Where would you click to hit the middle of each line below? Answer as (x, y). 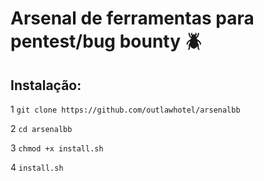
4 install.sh (37, 167)
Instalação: (46, 85)
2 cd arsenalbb (41, 128)
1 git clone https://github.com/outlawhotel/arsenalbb (125, 109)
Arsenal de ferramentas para (132, 18)
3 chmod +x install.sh (57, 148)
